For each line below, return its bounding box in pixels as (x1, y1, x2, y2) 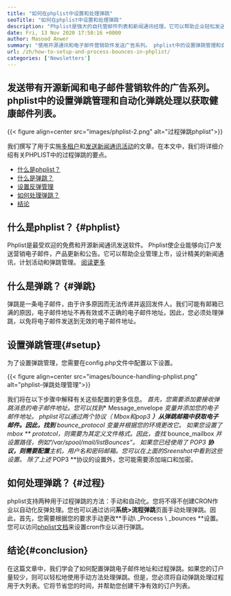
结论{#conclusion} (7, 544, 89, 557)
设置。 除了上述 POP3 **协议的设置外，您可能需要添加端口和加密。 (7, 455, 197, 463)
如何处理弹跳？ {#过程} (7, 477, 105, 489)
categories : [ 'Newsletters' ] (7, 55, 91, 62)
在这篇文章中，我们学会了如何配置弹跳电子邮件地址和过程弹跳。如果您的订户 (7, 564, 224, 573)
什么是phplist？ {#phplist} (7, 221, 121, 233)
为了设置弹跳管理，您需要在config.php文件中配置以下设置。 (7, 359, 177, 366)
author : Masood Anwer (7, 36, 69, 43)
